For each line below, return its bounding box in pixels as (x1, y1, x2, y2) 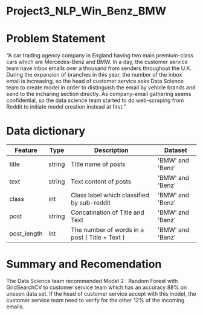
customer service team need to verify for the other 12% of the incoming (6, 297, 185, 304)
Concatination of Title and (71, 208, 145, 217)
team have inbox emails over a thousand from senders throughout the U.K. (6, 65, 192, 72)
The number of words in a (71, 226, 144, 234)
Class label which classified (71, 191, 149, 200)
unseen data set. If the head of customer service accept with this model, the (6, 290, 196, 297)
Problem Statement (6, 32, 106, 46)
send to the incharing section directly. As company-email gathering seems (6, 91, 192, 98)
